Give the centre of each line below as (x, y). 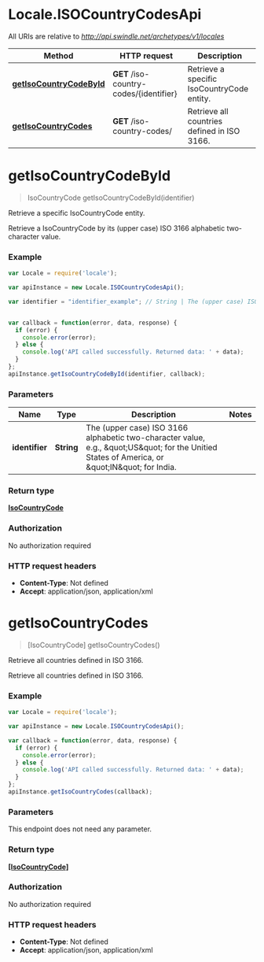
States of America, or (125, 457)
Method (59, 55)
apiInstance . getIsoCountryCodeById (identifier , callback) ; (107, 374)
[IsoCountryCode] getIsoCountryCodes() (93, 645)
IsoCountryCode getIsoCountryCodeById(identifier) (111, 198)
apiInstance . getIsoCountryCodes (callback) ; (81, 792)
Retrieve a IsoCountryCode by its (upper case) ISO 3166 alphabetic (117, 228)
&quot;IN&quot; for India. (131, 468)
